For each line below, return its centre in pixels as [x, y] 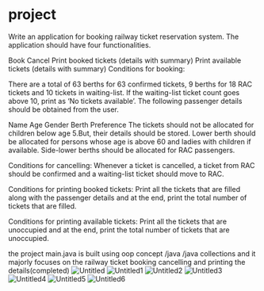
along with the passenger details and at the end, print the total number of [128, 197]
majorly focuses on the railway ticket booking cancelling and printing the [127, 262]
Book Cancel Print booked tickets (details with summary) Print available [125, 60]
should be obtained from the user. [63, 109]
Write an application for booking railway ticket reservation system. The [124, 36]
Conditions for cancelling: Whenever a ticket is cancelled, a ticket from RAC [132, 165]
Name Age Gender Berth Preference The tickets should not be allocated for [131, 124]
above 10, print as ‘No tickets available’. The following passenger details [125, 101]
